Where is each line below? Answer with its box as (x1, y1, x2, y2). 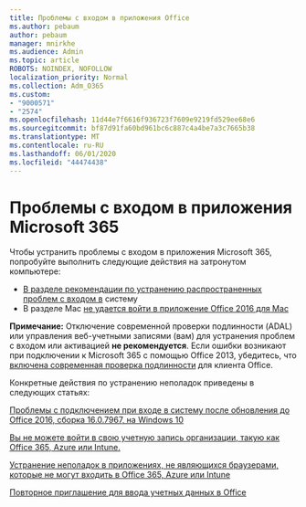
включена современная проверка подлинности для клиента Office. (9, 360, 274, 371)
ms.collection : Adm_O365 (9, 81, 104, 90)
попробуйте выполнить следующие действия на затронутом (9, 257, 247, 268)
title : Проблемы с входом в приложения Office (9, 13, 190, 23)
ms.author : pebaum (9, 22, 79, 31)
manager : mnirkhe (9, 38, 76, 48)
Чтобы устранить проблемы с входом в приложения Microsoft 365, (9, 247, 272, 258)
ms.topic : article (9, 56, 79, 65)
